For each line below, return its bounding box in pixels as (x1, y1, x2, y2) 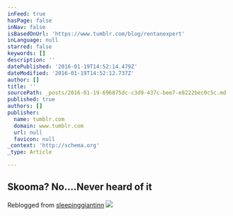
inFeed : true (7, 10, 46, 18)
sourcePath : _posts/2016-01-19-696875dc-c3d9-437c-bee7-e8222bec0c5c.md (7, 89, 227, 96)
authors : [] (7, 103, 42, 110)
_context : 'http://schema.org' (7, 142, 100, 149)
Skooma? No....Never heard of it (7, 181, 152, 193)
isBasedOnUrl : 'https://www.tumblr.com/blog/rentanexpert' (7, 30, 186, 38)
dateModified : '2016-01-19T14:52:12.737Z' (7, 69, 135, 76)
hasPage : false (7, 17, 52, 24)
